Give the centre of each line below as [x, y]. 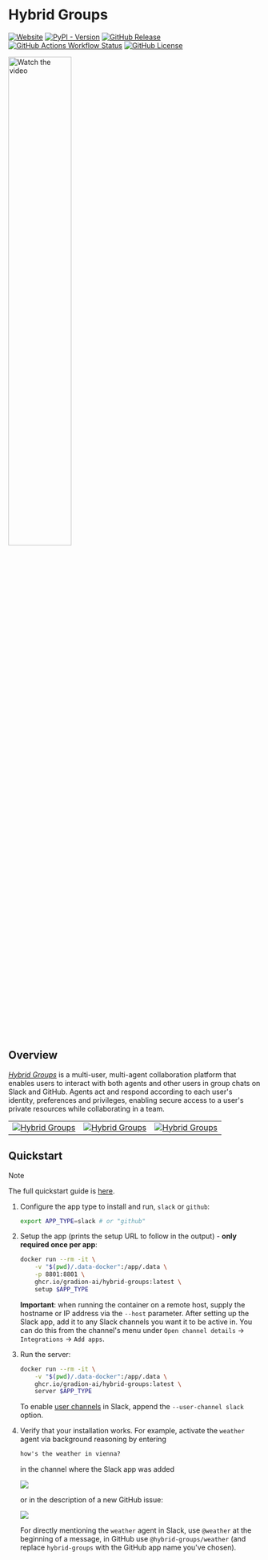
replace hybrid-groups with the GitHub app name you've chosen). [128, 1548]
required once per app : [58, 1245]
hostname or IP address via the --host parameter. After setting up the [134, 1313]
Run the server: [45, 1354]
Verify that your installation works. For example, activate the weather [132, 1431]
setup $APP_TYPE [62, 1289]
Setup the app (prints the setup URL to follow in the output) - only [128, 1236]
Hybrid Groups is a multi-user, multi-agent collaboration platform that [122, 1074]
